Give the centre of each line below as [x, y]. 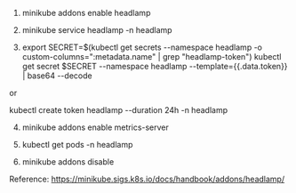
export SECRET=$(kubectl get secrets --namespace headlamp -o [142, 47]
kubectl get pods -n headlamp [77, 145]
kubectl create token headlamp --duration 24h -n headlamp [119, 110]
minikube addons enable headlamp [86, 13]
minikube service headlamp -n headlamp [97, 30]
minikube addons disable [68, 162]
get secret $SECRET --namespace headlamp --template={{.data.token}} [155, 66]
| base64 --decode [57, 76]
